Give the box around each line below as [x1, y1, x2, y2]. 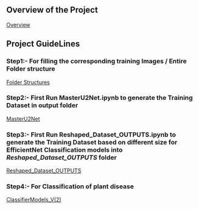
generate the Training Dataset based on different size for [6, 138, 178, 146]
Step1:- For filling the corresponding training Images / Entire [6, 57, 187, 66]
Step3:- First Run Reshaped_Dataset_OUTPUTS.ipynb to [6, 130, 176, 139]
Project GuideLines [6, 39, 80, 49]
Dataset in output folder [6, 101, 79, 110]
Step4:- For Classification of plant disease [6, 182, 134, 191]
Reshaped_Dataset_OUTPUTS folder [6, 153, 117, 161]
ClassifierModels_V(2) [6, 196, 62, 204]
